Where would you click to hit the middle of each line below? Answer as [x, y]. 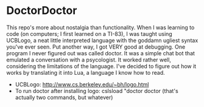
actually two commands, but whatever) [64, 97]
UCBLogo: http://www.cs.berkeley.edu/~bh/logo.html [82, 84]
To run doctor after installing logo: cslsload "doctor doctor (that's [97, 91]
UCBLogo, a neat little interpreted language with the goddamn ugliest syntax [102, 40]
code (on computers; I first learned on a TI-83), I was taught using [89, 33]
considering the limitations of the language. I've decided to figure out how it [101, 66]
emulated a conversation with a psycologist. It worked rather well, [89, 60]
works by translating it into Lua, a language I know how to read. [86, 72]
